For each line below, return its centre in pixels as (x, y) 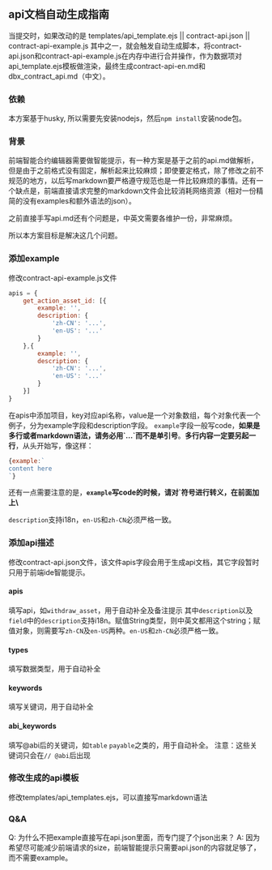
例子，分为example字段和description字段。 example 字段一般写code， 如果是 (134, 425)
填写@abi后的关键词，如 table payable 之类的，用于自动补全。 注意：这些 (130, 745)
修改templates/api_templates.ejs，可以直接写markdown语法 (108, 797)
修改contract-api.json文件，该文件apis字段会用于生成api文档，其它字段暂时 (134, 562)
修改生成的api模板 (44, 778)
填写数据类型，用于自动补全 (55, 669)
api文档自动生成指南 (59, 15)
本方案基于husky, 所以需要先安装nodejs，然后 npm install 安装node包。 (127, 118)
